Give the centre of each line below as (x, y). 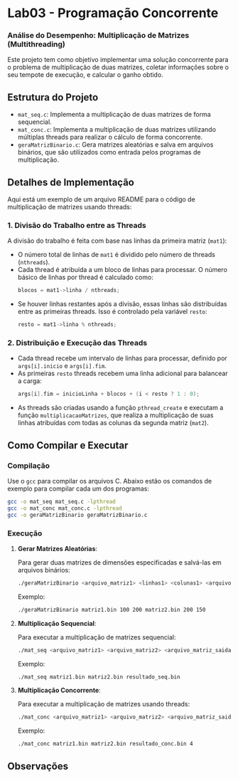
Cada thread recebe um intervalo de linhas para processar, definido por (122, 358)
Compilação (29, 466)
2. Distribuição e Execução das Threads (77, 343)
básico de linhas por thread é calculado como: (86, 277)
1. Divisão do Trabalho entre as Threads (77, 226)
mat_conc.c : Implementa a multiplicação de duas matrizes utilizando (117, 130)
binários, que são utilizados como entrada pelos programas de (109, 152)
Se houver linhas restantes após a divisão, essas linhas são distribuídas (122, 304)
